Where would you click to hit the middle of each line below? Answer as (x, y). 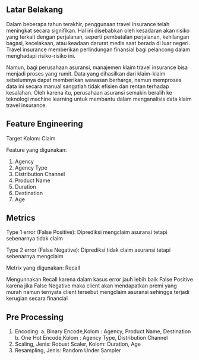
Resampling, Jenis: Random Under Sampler (68, 350)
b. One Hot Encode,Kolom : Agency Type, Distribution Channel (91, 338)
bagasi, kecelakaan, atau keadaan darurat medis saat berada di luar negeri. (98, 43)
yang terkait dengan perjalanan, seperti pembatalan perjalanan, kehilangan (98, 37)
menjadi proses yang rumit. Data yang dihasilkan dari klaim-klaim (86, 73)
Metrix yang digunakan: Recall (43, 268)
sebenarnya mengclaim (35, 256)
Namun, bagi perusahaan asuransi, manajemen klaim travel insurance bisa (97, 67)
